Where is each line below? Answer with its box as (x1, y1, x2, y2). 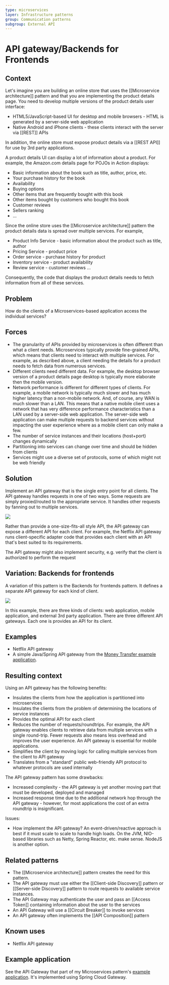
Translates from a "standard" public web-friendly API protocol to (12, 759, 147, 765)
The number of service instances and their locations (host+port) (12, 433, 146, 439)
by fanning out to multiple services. (5, 504, 79, 510)
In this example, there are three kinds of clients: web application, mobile (5, 607, 155, 613)
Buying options (12, 186, 44, 192)
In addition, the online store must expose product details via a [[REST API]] (5, 140, 160, 146)
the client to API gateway (12, 754, 65, 760)
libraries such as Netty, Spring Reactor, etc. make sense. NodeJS (27, 836, 162, 842)
